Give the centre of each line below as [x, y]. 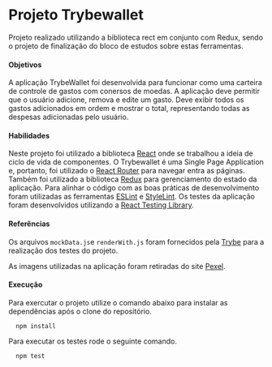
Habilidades [29, 135]
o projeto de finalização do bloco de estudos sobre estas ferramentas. [126, 45]
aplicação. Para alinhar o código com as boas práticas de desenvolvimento [134, 188]
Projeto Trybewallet [76, 15]
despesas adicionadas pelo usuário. [69, 117]
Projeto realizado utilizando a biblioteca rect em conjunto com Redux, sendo [136, 37]
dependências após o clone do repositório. [80, 311]
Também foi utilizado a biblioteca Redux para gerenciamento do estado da [133, 179]
